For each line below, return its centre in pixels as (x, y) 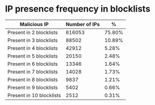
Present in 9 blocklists (33, 87)
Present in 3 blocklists (33, 40)
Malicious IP (34, 24)
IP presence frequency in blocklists (78, 9)
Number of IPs (83, 24)
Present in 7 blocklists (33, 72)
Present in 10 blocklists (34, 95)
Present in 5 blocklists (33, 56)
